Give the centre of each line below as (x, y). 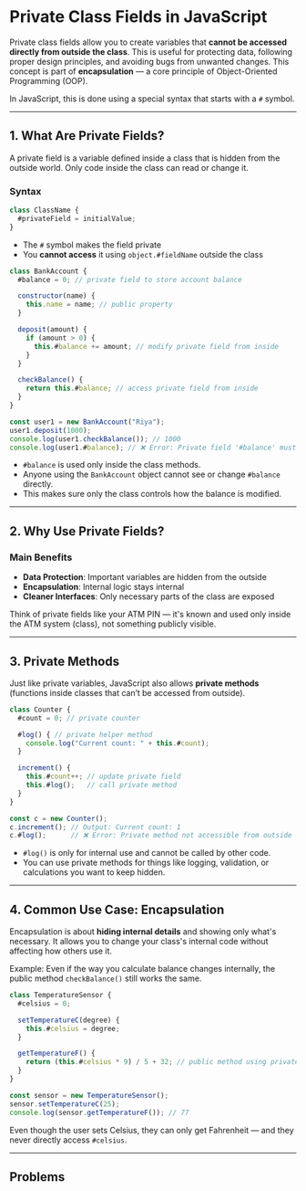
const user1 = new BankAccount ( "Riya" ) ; (87, 422)
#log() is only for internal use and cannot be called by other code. (147, 853)
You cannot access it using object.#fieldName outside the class (143, 254)
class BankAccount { (49, 271)
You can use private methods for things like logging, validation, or (146, 863)
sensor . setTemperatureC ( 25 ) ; (65, 1104)
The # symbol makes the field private (92, 245)
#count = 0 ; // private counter (79, 718)
